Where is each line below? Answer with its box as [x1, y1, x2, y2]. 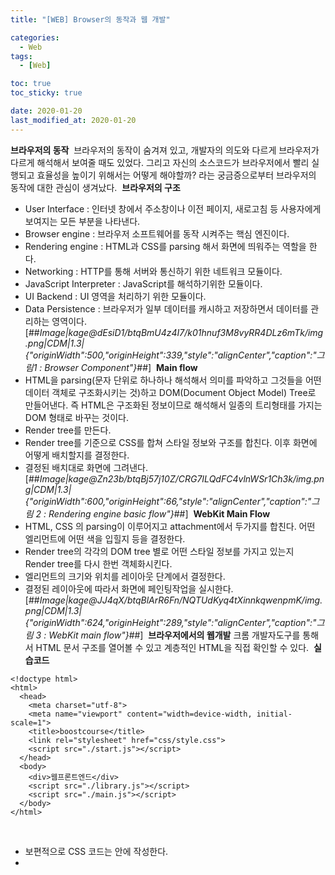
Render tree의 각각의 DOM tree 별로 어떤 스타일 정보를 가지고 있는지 [24, 545, 295, 557]
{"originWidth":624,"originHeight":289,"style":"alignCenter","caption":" [24, 616, 317, 628]
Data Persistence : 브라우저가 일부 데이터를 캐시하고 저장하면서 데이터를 [24, 302, 309, 315]
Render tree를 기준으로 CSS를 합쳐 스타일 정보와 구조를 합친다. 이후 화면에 [24, 436, 318, 448]
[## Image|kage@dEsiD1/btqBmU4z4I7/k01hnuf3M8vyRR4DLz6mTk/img [24, 326, 324, 338]
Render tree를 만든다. [24, 424, 112, 436]
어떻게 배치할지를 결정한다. [24, 449, 130, 461]
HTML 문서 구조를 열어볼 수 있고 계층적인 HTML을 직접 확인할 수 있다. [35, 641, 310, 653]
